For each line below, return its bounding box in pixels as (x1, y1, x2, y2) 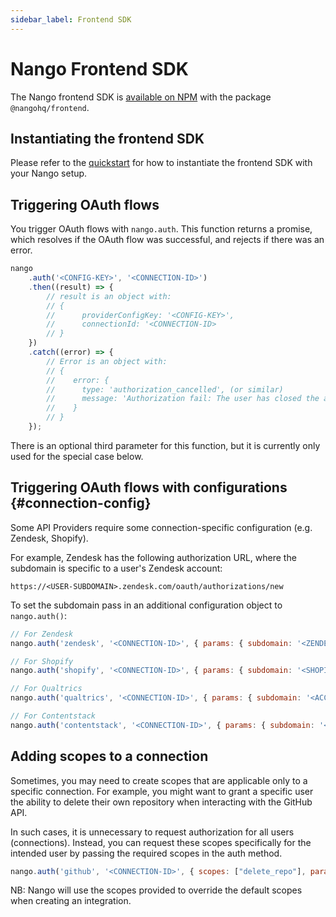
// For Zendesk (10, 629, 74, 639)
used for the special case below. (10, 450, 144, 462)
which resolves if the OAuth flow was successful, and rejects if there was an (10, 234, 325, 246)
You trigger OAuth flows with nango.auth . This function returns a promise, (10, 223, 313, 235)
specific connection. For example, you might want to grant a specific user (10, 785, 314, 797)
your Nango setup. (10, 167, 88, 180)
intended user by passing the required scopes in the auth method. (10, 847, 283, 859)
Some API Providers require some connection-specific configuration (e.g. (10, 521, 313, 533)
